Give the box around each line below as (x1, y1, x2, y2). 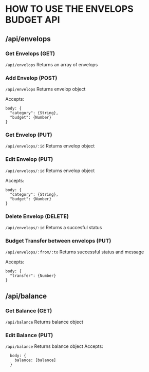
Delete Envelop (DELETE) (5, 213, 69, 220)
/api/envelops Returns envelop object (5, 86, 86, 92)
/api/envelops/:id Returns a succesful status (5, 225, 102, 231)
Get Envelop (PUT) (5, 132, 52, 139)
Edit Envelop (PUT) (5, 156, 53, 163)
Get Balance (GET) (5, 307, 52, 314)
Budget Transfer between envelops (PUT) (5, 237, 111, 244)
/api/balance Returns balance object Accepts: (5, 343, 104, 349)
